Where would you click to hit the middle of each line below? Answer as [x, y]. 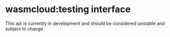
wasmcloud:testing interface [68, 9]
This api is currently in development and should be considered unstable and [85, 23]
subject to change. [25, 28]
